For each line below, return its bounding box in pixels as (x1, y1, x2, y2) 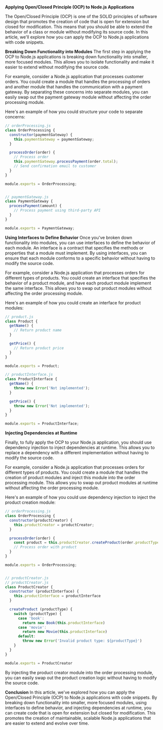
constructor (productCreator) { (9, 518, 73, 523)
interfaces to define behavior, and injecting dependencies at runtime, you (5, 705, 152, 711)
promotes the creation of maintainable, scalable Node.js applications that (5, 715, 151, 721)
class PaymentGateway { (5, 199, 53, 204)
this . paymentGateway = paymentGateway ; (14, 137, 95, 142)
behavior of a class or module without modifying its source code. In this (5, 29, 148, 34)
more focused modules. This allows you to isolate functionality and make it (5, 59, 154, 65)
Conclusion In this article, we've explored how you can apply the (5, 689, 135, 695)
